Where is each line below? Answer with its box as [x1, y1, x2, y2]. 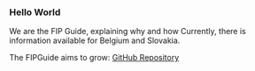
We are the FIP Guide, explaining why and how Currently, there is [9, 26, 246, 37]
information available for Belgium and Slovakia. [9, 35, 181, 46]
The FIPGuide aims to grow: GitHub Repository [9, 53, 180, 63]
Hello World [9, 6, 61, 18]
